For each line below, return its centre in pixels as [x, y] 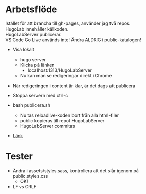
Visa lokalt [23, 49]
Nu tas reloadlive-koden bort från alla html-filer [69, 115]
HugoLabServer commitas [47, 126]
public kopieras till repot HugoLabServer [62, 120]
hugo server [33, 59]
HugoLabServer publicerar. [33, 34]
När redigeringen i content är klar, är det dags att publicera [74, 86]
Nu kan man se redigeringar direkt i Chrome [66, 75]
